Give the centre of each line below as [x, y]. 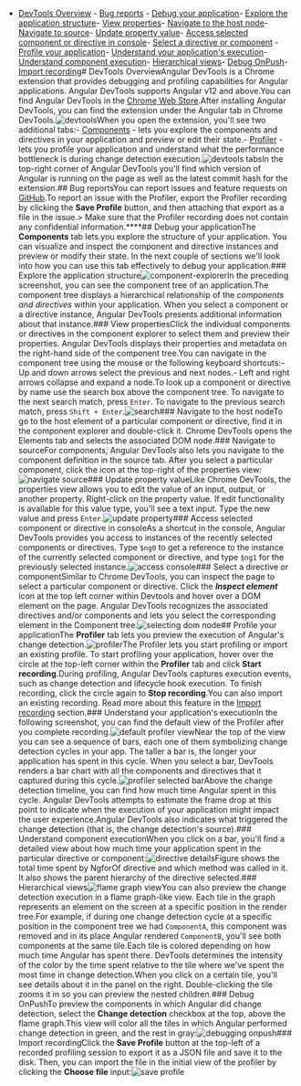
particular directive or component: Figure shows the [149, 858]
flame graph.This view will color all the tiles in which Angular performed [152, 1023]
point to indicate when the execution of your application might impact [149, 809]
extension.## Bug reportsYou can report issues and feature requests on [152, 188]
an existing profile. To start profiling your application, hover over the [145, 654]
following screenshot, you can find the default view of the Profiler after [151, 722]
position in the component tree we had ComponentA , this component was [152, 926]
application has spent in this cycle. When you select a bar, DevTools [145, 761]
